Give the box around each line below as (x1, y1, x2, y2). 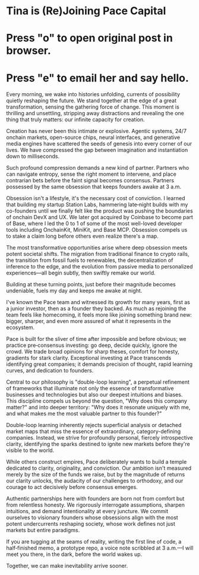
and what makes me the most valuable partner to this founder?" (6, 410, 162, 417)
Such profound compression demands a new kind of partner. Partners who (6, 165, 189, 172)
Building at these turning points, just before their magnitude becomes (6, 281, 176, 288)
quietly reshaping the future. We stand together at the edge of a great (6, 97, 177, 105)
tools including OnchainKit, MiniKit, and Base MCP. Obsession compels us (6, 226, 188, 233)
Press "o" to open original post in (6, 31, 173, 45)
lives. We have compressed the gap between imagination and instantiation (6, 147, 188, 154)
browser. (6, 44, 52, 58)
